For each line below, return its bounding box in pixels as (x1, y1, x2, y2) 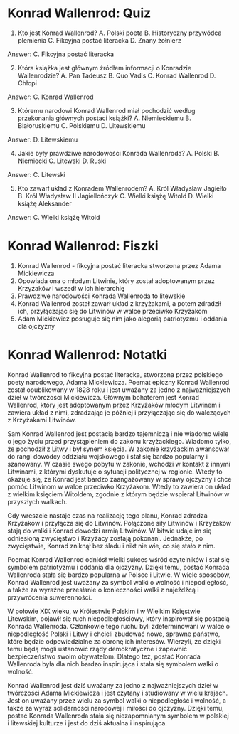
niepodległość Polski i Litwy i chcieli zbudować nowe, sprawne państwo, (7, 629, 221, 638)
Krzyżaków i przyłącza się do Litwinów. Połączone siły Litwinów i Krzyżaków (7, 518, 232, 527)
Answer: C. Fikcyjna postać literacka (7, 50, 115, 58)
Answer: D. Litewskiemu (7, 135, 78, 144)
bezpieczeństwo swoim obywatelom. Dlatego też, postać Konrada (7, 652, 201, 661)
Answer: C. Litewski (7, 170, 65, 179)
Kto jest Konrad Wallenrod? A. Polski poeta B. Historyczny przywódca (17, 28, 222, 37)
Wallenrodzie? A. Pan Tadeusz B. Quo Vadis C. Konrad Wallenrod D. (17, 71, 216, 80)
